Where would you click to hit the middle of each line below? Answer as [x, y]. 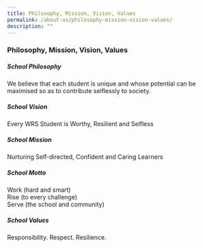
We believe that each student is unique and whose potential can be [101, 84]
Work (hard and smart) [39, 190]
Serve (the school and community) [56, 204]
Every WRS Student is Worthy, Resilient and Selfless [80, 124]
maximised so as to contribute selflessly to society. [79, 91]
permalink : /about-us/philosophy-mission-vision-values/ [90, 20]
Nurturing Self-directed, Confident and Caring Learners [85, 157]
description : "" [30, 26]
